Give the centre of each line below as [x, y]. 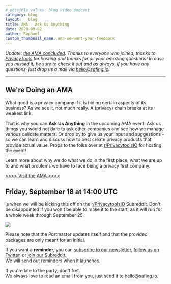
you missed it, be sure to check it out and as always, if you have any [77, 64]
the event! [16, 150]
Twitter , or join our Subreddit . [36, 255]
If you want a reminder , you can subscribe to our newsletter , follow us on [82, 250]
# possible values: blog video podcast [48, 10]
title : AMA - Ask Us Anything [37, 24]
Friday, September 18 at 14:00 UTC [62, 192]
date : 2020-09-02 [24, 29]
